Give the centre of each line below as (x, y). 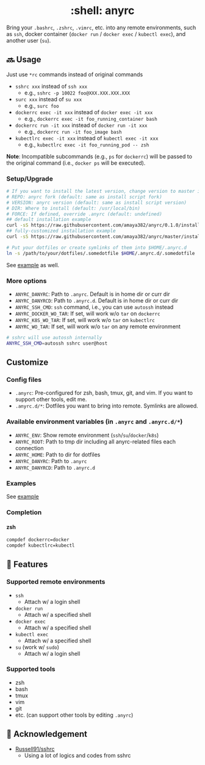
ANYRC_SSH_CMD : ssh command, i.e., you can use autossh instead (94, 307)
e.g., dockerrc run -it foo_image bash (73, 131)
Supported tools (31, 669)
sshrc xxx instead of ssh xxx (51, 86)
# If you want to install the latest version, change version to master (101, 192)
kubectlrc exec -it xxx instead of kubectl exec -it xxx (87, 138)
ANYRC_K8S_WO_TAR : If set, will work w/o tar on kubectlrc (85, 320)
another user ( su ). (29, 40)
